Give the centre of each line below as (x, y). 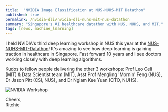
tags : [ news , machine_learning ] (39, 29)
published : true (22, 15)
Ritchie (12, 105)
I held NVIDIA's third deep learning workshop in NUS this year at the (76, 43)
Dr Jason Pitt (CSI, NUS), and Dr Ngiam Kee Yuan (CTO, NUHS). (72, 80)
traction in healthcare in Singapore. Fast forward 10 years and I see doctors (83, 54)
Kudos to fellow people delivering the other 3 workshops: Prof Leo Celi (79, 69)
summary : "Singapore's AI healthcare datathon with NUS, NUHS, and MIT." (85, 24)
